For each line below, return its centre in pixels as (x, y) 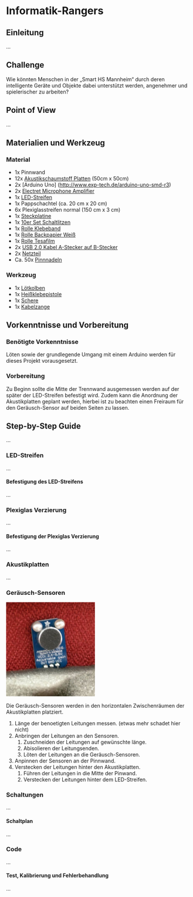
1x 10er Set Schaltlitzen (43, 222)
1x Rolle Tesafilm (35, 241)
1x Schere (26, 300)
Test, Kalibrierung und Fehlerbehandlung (57, 876)
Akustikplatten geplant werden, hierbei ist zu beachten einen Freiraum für (95, 401)
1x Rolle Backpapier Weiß (45, 235)
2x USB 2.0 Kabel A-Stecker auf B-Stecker (66, 247)
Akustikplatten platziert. (35, 712)
